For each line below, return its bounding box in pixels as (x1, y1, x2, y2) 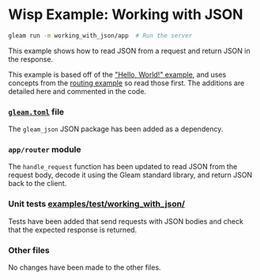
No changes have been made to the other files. (8, 263, 161, 272)
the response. (8, 54, 54, 64)
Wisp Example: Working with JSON (8, 6, 243, 24)
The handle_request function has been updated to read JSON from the (8, 162, 238, 172)
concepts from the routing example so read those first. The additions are (8, 78, 245, 88)
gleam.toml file (8, 106, 65, 117)
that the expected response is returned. (8, 225, 138, 234)
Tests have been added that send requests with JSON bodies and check (8, 216, 243, 226)
